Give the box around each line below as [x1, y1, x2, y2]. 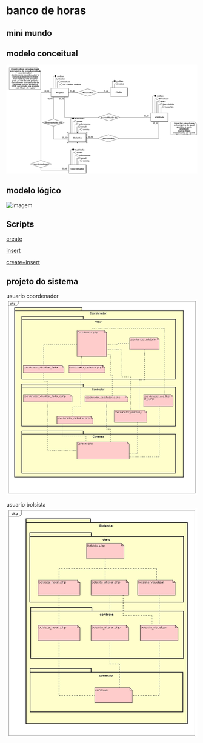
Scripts [6, 219, 35, 230]
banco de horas [6, 4, 87, 18]
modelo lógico [6, 185, 62, 196]
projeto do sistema [6, 276, 79, 287]
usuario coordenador [6, 292, 59, 300]
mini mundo [6, 28, 53, 38]
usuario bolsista [6, 501, 46, 508]
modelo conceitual [6, 48, 78, 58]
